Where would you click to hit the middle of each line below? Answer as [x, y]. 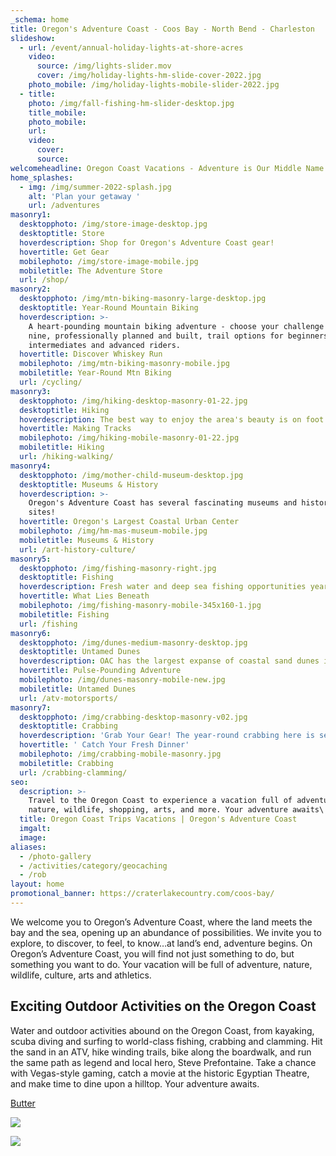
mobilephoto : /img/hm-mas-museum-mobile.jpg [113, 531]
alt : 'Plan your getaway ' [84, 196]
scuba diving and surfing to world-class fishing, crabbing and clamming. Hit [166, 1041]
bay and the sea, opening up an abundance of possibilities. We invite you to [166, 932]
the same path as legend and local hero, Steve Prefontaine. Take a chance [163, 1062]
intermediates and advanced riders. [105, 345]
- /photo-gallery [55, 856]
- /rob [33, 875]
